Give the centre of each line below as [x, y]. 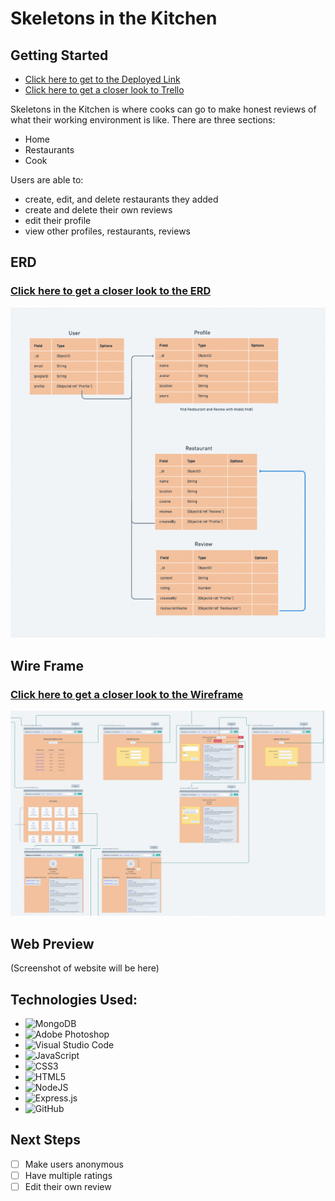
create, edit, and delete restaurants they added [121, 199]
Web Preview [52, 943]
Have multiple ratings [68, 1175]
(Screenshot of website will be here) [85, 968]
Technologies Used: [74, 999]
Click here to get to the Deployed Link [102, 79]
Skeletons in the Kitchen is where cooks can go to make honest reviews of [163, 109]
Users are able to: [47, 180]
